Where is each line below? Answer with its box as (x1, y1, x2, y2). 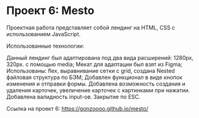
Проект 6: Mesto (6, 4, 95, 18)
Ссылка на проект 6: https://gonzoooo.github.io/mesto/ (6, 105, 149, 112)
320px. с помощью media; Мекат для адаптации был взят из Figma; (6, 61, 182, 68)
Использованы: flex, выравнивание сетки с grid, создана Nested (6, 67, 175, 74)
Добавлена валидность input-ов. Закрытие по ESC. (6, 93, 141, 100)
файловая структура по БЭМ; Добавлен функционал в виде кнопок (6, 73, 182, 81)
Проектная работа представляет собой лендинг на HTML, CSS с (6, 24, 176, 31)
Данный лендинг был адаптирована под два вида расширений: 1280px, (6, 54, 194, 61)
